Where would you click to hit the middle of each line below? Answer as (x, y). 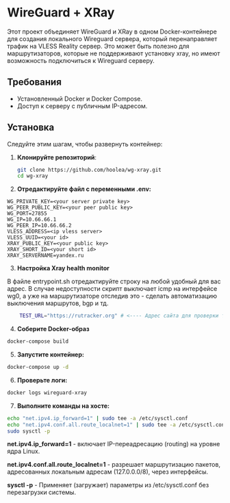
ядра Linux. (24, 451)
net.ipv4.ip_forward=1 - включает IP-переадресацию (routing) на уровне (114, 444)
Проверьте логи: (42, 380)
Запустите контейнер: (50, 354)
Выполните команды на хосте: (63, 406)
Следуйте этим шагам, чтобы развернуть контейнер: (85, 144)
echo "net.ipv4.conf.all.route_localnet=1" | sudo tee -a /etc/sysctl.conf (117, 425)
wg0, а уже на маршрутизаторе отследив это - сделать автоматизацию (112, 296)
